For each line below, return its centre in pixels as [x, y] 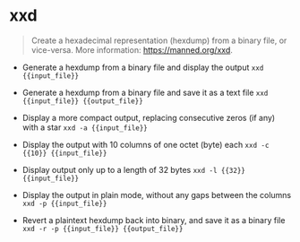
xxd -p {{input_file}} [64, 203]
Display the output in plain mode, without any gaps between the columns [157, 194]
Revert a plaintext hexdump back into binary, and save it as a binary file [154, 220]
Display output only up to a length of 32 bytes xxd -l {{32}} [134, 169]
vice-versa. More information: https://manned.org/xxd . [132, 49]
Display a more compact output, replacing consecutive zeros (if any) [149, 117]
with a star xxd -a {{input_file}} [85, 127]
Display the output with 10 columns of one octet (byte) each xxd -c [146, 144]
